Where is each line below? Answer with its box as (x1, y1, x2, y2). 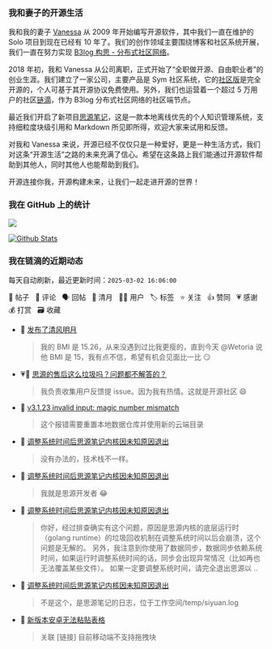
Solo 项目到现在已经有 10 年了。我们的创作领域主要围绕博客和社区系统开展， (8, 37, 264, 47)
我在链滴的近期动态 (8, 255, 83, 267)
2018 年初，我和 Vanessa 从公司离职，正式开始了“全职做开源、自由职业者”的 (8, 65, 264, 75)
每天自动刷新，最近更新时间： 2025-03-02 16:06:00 (8, 275, 177, 284)
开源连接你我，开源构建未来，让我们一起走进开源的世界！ (8, 177, 200, 187)
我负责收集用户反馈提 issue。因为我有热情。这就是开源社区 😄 (40, 386, 247, 396)
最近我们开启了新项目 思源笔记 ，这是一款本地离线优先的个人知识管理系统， (8, 112, 257, 122)
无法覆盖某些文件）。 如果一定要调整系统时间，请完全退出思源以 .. (40, 563, 258, 573)
